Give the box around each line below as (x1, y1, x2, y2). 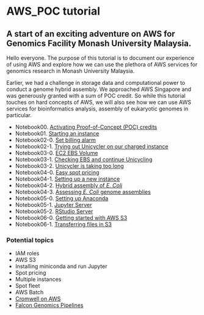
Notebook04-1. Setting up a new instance (15, 175, 120, 183)
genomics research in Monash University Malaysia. (6, 67, 135, 74)
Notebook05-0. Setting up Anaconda (15, 195, 109, 202)
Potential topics (6, 236, 54, 244)
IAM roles (15, 250, 40, 257)
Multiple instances (15, 276, 62, 283)
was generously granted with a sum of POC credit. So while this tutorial (6, 92, 186, 99)
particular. (6, 112, 32, 118)
